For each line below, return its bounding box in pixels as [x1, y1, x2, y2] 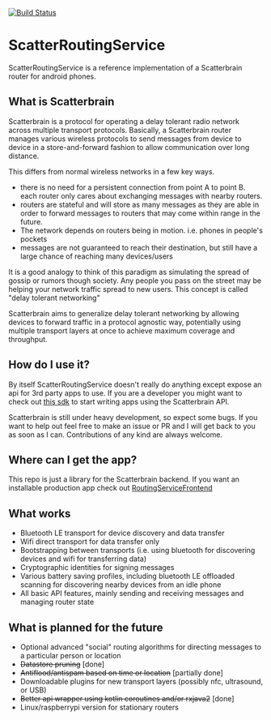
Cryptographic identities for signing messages [19, 563, 175, 572]
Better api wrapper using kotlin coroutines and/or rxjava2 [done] [19, 694, 235, 703]
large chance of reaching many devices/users [19, 251, 174, 261]
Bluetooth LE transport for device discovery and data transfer [19, 528, 225, 538]
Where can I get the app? [8, 452, 138, 466]
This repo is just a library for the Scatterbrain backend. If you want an [8, 474, 240, 484]
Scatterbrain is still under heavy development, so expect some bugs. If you [8, 412, 258, 422]
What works [8, 507, 71, 521]
